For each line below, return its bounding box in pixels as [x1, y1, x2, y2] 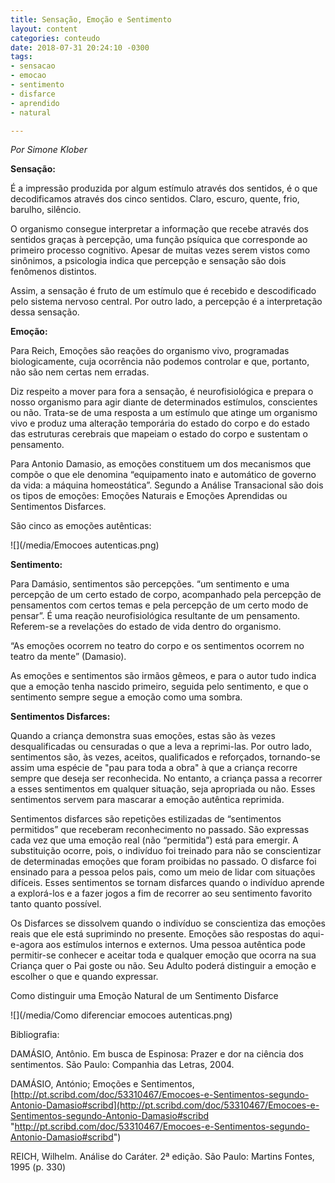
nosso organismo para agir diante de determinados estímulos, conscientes [10, 396, 318, 408]
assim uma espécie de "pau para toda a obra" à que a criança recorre [10, 762, 298, 774]
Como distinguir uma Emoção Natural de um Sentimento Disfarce [10, 990, 279, 1002]
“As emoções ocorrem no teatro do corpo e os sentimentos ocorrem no [10, 640, 305, 652]
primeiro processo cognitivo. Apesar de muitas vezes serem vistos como [10, 244, 311, 256]
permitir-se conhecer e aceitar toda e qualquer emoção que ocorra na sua [10, 949, 317, 961]
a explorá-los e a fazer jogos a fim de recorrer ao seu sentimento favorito [10, 887, 313, 900]
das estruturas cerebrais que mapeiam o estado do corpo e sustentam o [10, 428, 308, 440]
